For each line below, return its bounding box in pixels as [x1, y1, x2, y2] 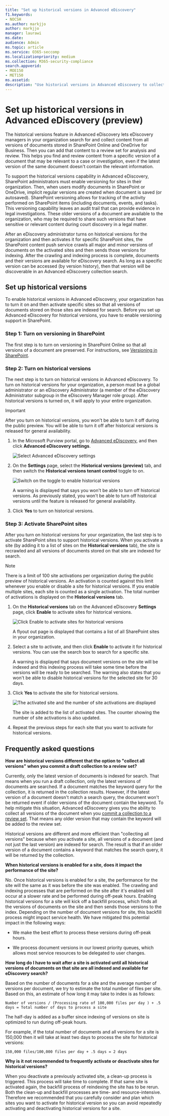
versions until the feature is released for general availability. [12, 498, 136, 504]
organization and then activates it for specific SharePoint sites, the [5, 236, 143, 242]
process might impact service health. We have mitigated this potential [5, 914, 150, 921]
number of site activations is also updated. [12, 715, 101, 721]
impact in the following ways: [5, 920, 66, 926]
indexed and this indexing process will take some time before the [12, 664, 147, 670]
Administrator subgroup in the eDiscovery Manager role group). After [5, 392, 148, 398]
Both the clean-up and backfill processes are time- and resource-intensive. [5, 1089, 161, 1095]
